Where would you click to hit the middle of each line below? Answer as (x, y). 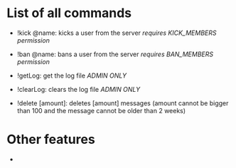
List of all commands (69, 13)
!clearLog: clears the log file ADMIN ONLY (79, 89)
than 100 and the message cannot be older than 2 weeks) (101, 110)
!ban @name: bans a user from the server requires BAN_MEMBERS (115, 54)
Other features (51, 140)
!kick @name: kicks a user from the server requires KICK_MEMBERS (117, 33)
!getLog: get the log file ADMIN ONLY (72, 75)
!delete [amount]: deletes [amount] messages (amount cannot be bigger (123, 103)
